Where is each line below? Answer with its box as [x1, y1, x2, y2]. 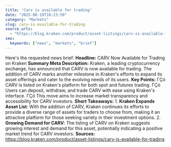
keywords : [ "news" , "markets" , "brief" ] [10, 41, 97, 46]
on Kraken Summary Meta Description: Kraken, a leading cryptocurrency [5, 60, 160, 66]
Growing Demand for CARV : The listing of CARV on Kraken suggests [5, 119, 150, 126]
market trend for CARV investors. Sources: [5, 131, 95, 137]
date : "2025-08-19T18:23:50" [5, 12, 67, 17]
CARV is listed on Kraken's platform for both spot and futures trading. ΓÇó [5, 82, 161, 88]
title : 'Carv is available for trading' [5, 7, 93, 13]
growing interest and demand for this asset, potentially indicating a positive [5, 125, 163, 131]
